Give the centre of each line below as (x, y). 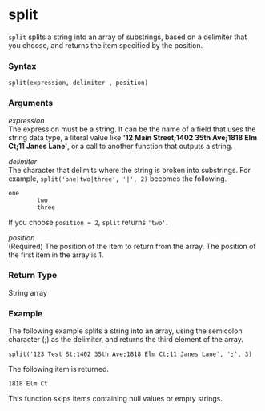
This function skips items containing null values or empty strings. (115, 399)
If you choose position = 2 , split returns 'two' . (88, 222)
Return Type (33, 276)
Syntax (22, 66)
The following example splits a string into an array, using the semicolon (125, 331)
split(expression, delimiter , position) (78, 83)
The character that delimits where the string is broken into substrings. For (129, 170)
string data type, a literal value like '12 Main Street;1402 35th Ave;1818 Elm (133, 137)
